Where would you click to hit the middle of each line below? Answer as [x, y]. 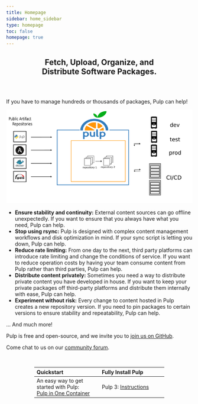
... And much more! [30, 325]
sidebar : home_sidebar [34, 19]
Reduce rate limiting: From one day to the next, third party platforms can [103, 250]
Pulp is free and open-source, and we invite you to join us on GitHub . [90, 336]
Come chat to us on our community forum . [58, 348]
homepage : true [25, 38]
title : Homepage [26, 12]
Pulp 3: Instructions [125, 387]
